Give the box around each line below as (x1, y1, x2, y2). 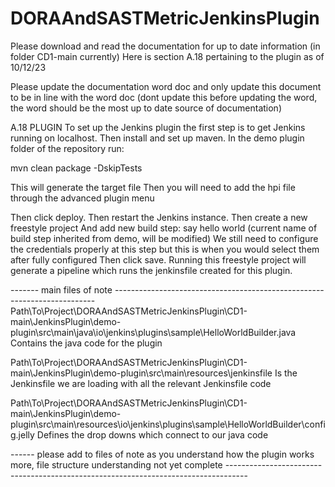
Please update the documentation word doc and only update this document (10, 80, 322, 92)
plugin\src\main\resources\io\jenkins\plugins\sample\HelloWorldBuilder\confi (10, 418, 326, 430)
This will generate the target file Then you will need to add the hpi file (10, 181, 296, 193)
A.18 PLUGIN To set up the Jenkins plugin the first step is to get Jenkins (10, 121, 306, 133)
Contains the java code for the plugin (10, 337, 163, 349)
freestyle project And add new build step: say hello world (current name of (10, 222, 318, 234)
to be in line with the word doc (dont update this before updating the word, (10, 91, 318, 103)
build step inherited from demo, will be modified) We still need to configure (10, 232, 319, 244)
